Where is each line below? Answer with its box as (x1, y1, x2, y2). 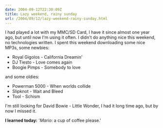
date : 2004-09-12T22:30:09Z (5, 7, 62, 12)
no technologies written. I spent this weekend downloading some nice (5, 40, 145, 46)
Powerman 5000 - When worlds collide (12, 83, 91, 89)
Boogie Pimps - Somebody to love (12, 64, 81, 70)
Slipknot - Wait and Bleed (12, 88, 63, 95)
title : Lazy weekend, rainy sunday (5, 12, 77, 16)
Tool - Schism (12, 94, 40, 99)
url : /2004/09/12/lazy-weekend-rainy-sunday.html (5, 16, 108, 21)
